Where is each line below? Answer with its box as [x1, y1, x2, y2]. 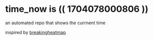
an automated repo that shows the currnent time [5, 20, 106, 26]
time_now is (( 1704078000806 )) [5, 3, 148, 15]
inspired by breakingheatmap [5, 29, 66, 35]
